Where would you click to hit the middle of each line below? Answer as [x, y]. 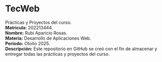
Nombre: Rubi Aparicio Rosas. [36, 33]
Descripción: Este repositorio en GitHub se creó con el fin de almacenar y [81, 49]
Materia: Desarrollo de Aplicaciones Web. [48, 38]
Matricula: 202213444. [29, 27]
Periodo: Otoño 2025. [28, 43]
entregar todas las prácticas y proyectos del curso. [57, 54]
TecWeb [22, 9]
